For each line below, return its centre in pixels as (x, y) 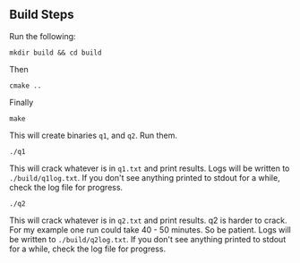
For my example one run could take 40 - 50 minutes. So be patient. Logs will (150, 229)
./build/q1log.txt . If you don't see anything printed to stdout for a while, (145, 177)
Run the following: (43, 36)
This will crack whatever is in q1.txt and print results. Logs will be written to (150, 168)
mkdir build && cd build (56, 53)
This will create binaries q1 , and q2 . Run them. (93, 135)
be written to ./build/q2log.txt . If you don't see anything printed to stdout (148, 239)
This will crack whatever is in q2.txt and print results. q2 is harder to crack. (149, 220)
